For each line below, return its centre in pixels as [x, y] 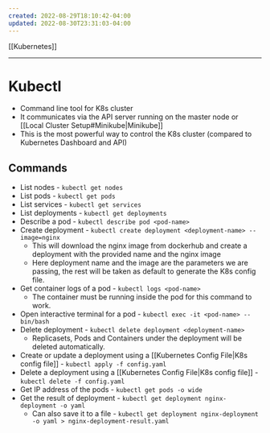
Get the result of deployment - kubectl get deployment [111, 398]
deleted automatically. [69, 347]
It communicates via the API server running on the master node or [129, 117]
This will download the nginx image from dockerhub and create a [139, 245]
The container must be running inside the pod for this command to [142, 297]
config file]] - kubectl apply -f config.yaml [93, 364]
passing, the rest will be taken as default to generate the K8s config [144, 271]
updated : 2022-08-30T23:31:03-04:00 [70, 23]
